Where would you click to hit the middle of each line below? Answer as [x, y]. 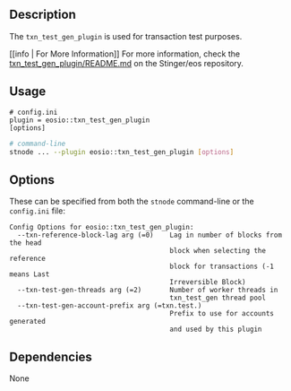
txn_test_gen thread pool [218, 298]
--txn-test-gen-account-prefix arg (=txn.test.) [110, 306]
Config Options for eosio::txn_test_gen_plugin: [102, 228]
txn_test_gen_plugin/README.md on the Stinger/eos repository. [127, 63]
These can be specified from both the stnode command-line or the [132, 202]
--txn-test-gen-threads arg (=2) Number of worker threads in [148, 291]
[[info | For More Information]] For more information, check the [124, 54]
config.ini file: [37, 211]
